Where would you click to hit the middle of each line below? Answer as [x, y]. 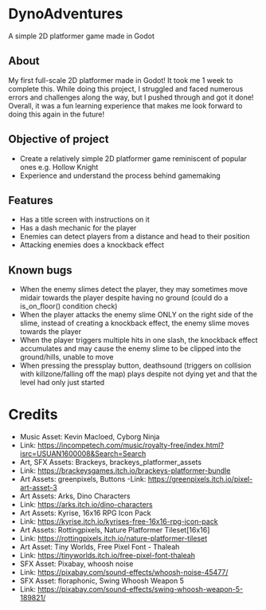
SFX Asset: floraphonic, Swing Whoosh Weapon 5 [102, 581]
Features [31, 200]
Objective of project [59, 139]
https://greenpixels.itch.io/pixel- [200, 479]
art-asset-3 [38, 488]
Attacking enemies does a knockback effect [92, 245]
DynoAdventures [66, 14]
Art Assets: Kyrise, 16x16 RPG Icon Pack [85, 513]
